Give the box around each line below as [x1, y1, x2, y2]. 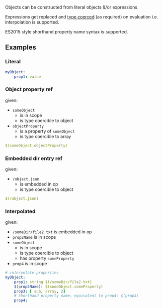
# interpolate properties [5, 270, 59, 276]
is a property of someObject [19, 128, 76, 134]
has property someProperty [19, 255, 75, 261]
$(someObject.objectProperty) [5, 143, 68, 148]
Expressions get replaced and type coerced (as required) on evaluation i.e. [5, 14, 158, 19]
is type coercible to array [19, 133, 71, 139]
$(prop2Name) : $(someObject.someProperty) [14, 284, 103, 289]
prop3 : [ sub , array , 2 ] [14, 289, 66, 294]
